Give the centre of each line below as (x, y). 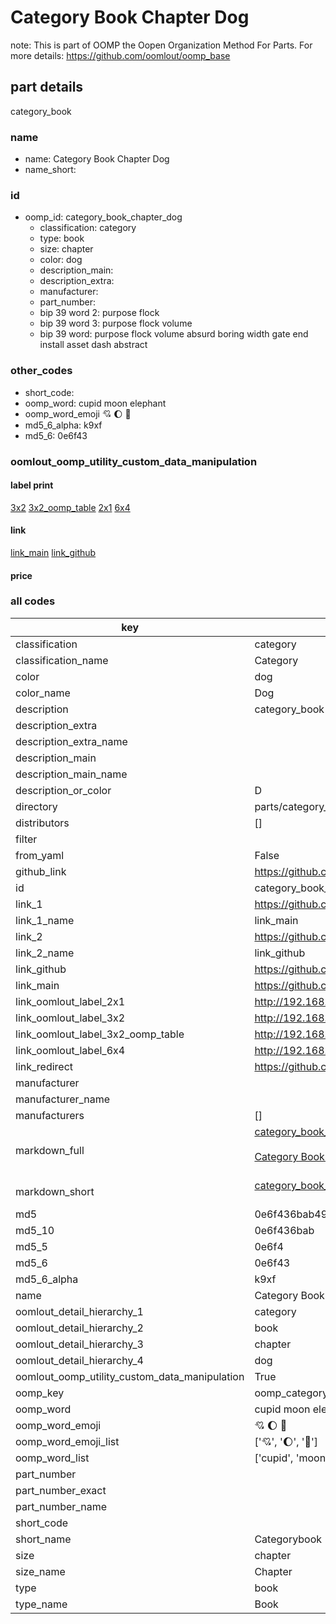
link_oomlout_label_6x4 (70, 1050)
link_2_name (45, 953)
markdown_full (50, 1150)
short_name (43, 1539)
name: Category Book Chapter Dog (97, 159)
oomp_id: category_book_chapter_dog (103, 217)
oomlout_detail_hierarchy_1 (79, 1311)
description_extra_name (71, 741)
